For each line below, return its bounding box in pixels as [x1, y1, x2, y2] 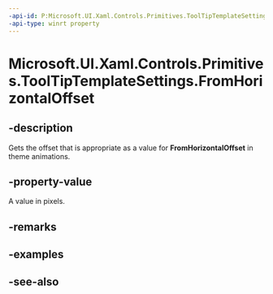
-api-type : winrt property [8, 19, 100, 28]
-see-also [8, 275, 59, 289]
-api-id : [8, 11, 38, 20]
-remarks [8, 220, 57, 234]
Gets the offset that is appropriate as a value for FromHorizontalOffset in [8, 143, 253, 153]
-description [8, 121, 73, 135]
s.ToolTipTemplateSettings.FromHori [8, 71, 263, 90]
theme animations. [8, 151, 71, 161]
